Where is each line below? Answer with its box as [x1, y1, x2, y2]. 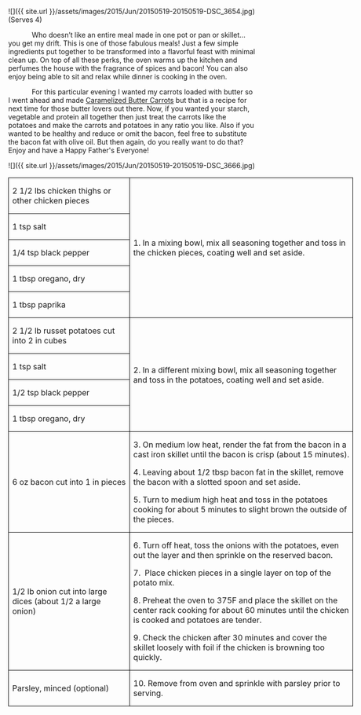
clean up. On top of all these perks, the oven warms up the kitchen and [8, 55, 238, 64]
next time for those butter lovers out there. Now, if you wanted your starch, [8, 104, 250, 113]
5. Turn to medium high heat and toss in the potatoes [133, 494, 328, 505]
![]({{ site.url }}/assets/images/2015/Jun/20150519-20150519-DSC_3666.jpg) [8, 161, 255, 170]
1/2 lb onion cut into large [12, 586, 108, 596]
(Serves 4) [8, 15, 42, 24]
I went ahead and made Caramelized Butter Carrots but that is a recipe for [8, 96, 247, 104]
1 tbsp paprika [12, 299, 66, 310]
